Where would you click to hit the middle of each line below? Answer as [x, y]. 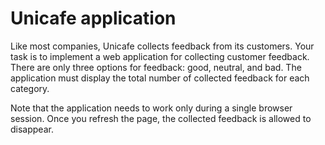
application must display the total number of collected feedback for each [160, 78]
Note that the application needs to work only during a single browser [151, 108]
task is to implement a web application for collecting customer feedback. [160, 56]
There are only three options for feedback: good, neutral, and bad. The [156, 67]
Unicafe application [93, 18]
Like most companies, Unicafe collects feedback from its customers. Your [162, 46]
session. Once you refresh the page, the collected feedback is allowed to [161, 118]
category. [30, 88]
